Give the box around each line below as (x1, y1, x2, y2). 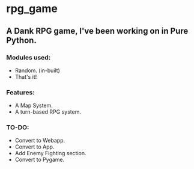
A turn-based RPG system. (14, 108, 81, 115)
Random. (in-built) (14, 67, 60, 74)
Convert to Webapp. (14, 137, 65, 144)
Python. (6, 35, 37, 45)
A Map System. (14, 102, 53, 109)
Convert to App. (14, 143, 55, 150)
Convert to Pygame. (14, 156, 65, 164)
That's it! (14, 73, 37, 80)
